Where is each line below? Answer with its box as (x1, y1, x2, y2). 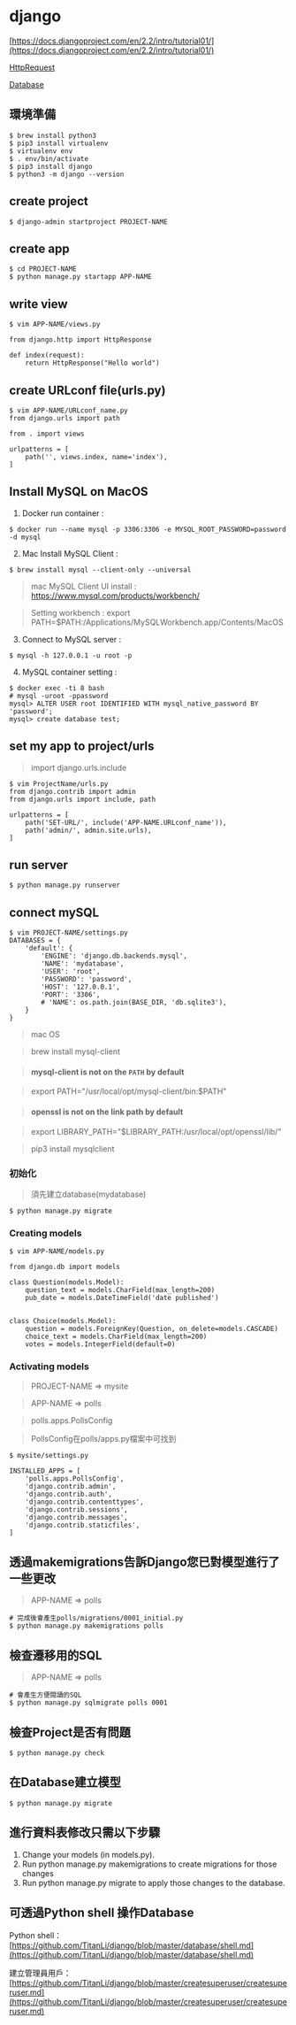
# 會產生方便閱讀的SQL (9, 1690, 82, 1700)
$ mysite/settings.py (9, 1451, 89, 1459)
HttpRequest (9, 62, 56, 73)
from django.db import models (9, 1263, 121, 1272)
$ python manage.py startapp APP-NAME (9, 273, 152, 281)
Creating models (9, 1227, 82, 1239)
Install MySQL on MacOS (9, 484, 148, 499)
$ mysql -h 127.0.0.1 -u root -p (9, 651, 133, 660)
